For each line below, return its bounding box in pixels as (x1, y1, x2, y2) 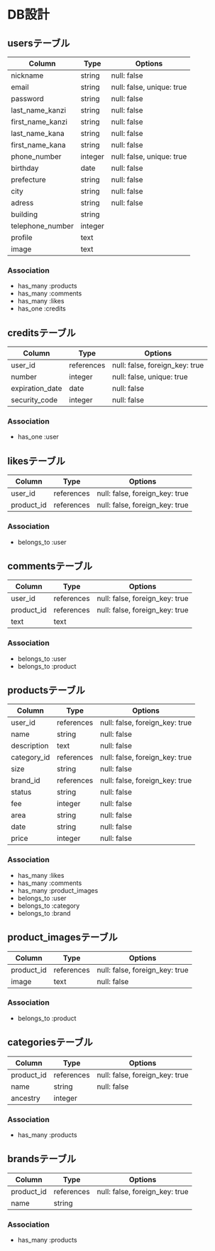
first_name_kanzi (11, 117, 67, 127)
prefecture (11, 175, 46, 184)
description (11, 741, 49, 751)
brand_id (11, 775, 40, 785)
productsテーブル (7, 684, 85, 696)
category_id (11, 753, 50, 763)
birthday (11, 163, 39, 173)
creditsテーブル (7, 327, 76, 339)
